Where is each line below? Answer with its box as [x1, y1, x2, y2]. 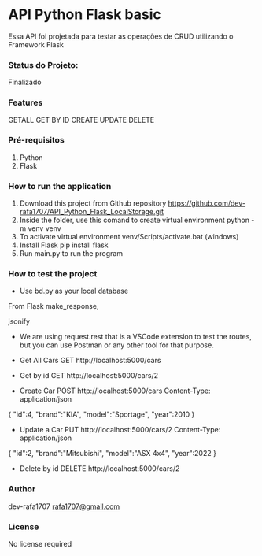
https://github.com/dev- [168, 198, 246, 208]
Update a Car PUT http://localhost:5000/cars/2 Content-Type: [19, 425, 221, 435]
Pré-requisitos [8, 135, 65, 146]
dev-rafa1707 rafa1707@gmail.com [8, 502, 120, 511]
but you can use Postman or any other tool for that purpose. [19, 340, 214, 350]
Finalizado [8, 77, 42, 87]
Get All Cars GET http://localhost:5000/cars [19, 356, 161, 365]
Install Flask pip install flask [19, 240, 109, 250]
